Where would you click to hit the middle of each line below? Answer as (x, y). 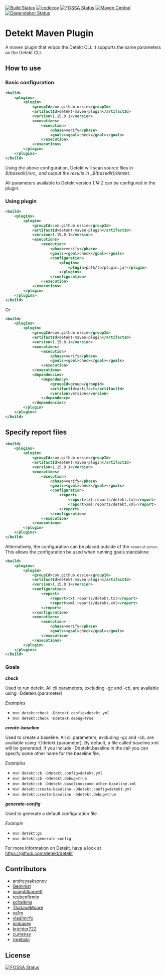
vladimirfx (23, 918)
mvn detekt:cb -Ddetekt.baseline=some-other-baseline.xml (74, 784)
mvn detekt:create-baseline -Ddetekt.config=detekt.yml (72, 789)
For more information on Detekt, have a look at (53, 848)
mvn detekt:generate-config (42, 839)
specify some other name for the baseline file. (53, 753)
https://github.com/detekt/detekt (39, 853)
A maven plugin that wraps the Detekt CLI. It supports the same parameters (83, 47)
